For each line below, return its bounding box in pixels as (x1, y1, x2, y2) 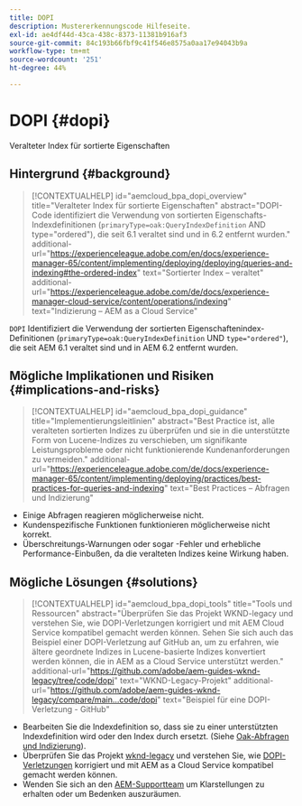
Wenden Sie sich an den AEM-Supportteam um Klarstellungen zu (22, 779, 265, 790)
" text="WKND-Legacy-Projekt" (114, 675, 232, 686)
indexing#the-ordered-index (31, 267, 138, 278)
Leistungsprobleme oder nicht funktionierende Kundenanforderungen (31, 444, 290, 456)
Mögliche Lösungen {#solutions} (9, 574, 198, 589)
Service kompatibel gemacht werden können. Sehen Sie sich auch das (31, 627, 294, 638)
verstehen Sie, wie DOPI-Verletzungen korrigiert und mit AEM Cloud (31, 617, 285, 628)
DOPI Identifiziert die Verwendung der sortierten (9, 322, 187, 334)
